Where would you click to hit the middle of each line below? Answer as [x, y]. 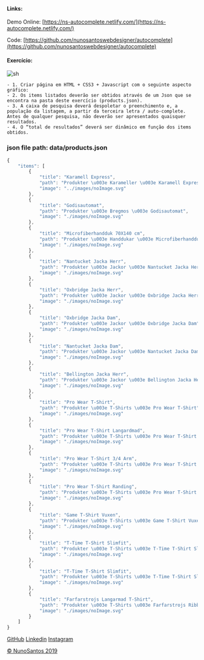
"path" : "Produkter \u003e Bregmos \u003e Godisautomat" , [114, 211]
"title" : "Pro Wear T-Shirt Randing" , [88, 487]
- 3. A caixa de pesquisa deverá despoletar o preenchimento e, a [92, 106]
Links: [15, 8]
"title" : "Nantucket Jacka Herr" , [83, 262]
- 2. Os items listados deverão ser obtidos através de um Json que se [99, 96]
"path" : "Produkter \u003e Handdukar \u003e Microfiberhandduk [120, 239]
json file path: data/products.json [57, 148]
